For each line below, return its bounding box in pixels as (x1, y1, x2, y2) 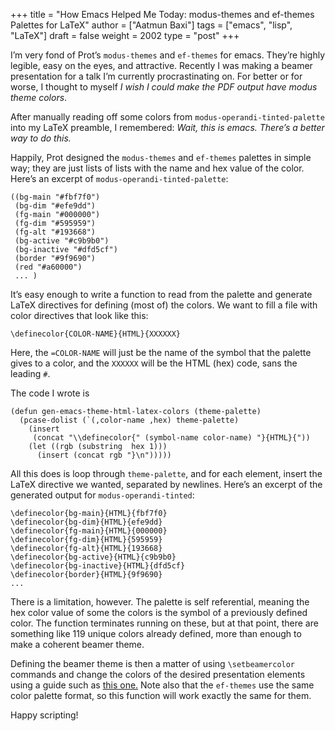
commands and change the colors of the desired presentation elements (10, 669, 306, 680)
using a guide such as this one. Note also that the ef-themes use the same (10, 679, 315, 691)
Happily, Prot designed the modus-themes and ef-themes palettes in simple (10, 152, 312, 163)
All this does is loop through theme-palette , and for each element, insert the (10, 468, 323, 479)
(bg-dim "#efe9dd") (14, 201, 97, 211)
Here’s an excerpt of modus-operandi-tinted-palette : (10, 173, 229, 184)
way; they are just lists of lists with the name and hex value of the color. (10, 162, 305, 174)
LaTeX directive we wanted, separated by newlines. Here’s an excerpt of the (10, 479, 323, 490)
